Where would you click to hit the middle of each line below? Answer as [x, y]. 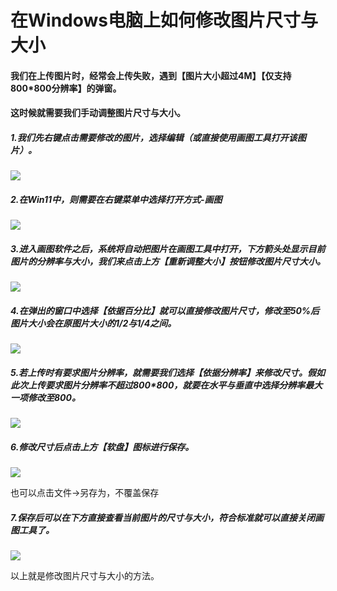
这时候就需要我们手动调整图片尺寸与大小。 [98, 113]
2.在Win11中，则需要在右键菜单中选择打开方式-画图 [116, 199]
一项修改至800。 [45, 397]
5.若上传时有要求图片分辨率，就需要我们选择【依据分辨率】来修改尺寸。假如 [168, 372]
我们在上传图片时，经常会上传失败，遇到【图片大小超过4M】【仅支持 [151, 75]
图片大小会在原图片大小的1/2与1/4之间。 [93, 323]
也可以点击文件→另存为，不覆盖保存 [85, 493]
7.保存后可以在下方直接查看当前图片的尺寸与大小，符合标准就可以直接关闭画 [167, 517]
